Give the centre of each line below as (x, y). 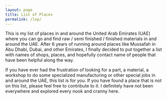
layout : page (19, 10)
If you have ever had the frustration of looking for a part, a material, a (77, 70)
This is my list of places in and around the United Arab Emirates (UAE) (78, 34)
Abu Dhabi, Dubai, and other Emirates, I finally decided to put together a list (84, 49)
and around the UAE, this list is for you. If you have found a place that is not (83, 80)
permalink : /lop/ (23, 19)
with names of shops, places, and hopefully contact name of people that (80, 55)
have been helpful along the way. (40, 60)
